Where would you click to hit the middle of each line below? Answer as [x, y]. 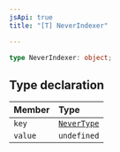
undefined [79, 136]
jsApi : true [31, 17]
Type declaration [56, 85]
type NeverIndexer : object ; [61, 57]
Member [32, 110]
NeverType [79, 124]
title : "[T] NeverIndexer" [59, 26]
